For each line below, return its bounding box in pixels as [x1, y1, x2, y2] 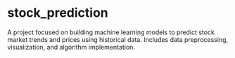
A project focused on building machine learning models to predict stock [7, 28, 215, 36]
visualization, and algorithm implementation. [7, 43, 136, 51]
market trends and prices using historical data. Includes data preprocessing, [7, 35, 229, 43]
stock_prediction [7, 5, 109, 21]
